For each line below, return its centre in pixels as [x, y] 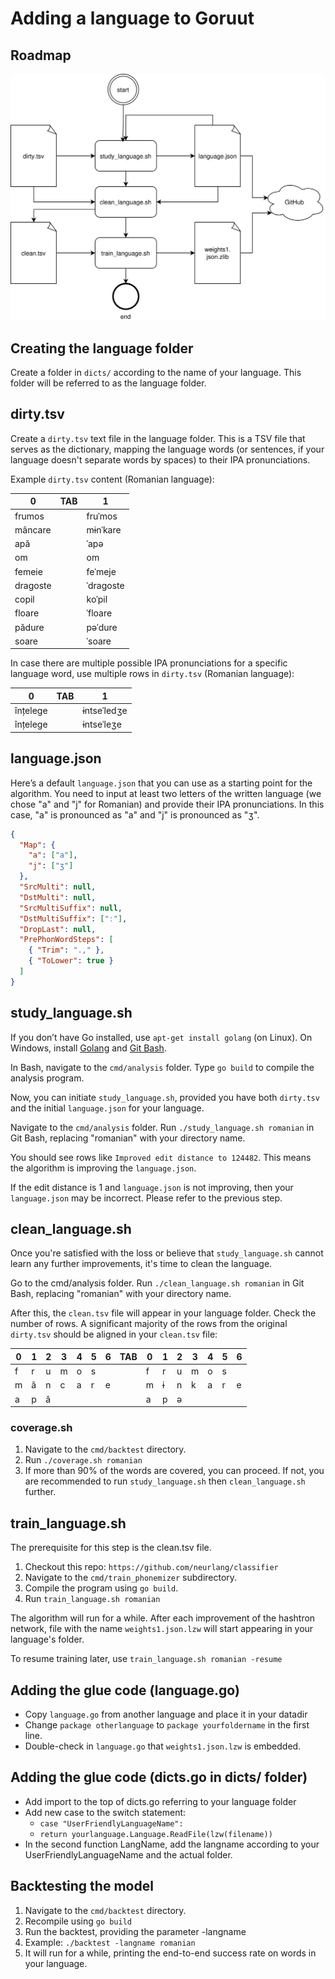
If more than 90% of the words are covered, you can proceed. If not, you [174, 1471]
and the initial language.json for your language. [107, 1108]
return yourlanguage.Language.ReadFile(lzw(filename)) [156, 1834]
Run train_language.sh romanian [92, 1599]
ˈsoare [99, 641]
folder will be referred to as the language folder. [108, 383]
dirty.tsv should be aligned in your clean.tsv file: [114, 1334]
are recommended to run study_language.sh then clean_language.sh [165, 1481]
